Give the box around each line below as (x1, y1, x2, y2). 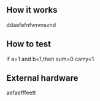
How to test (6, 39, 51, 50)
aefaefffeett (6, 89, 36, 97)
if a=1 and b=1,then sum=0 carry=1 (6, 55, 94, 62)
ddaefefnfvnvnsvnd (6, 21, 56, 28)
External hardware (6, 73, 79, 83)
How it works (6, 5, 58, 15)
